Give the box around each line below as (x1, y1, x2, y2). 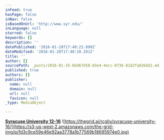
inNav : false (5, 16, 32, 21)
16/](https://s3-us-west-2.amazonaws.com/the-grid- (5, 123, 114, 130)
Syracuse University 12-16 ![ (5, 118, 65, 124)
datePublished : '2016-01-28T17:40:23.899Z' (5, 44, 97, 49)
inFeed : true (5, 7, 32, 12)
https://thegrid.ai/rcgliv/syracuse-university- (64, 118, 156, 124)
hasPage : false (5, 12, 37, 17)
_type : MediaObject (5, 100, 46, 105)
